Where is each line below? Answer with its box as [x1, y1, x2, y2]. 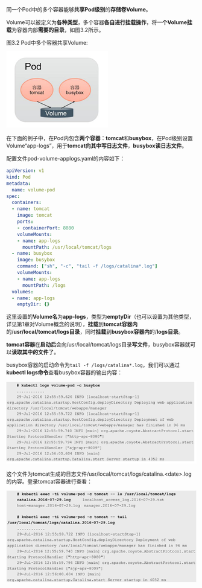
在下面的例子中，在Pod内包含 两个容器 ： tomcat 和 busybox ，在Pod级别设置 [6, 135, 193, 141]
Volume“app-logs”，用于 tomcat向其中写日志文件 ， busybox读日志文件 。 [6, 142, 188, 149]
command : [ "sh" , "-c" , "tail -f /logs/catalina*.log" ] [17, 263, 158, 269]
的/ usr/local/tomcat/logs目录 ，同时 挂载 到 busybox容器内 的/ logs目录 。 [6, 328, 184, 336]
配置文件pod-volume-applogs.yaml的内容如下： [6, 155, 125, 162]
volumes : [11, 289, 34, 295]
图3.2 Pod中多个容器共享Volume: [6, 39, 89, 46]
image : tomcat [17, 213, 52, 219]
